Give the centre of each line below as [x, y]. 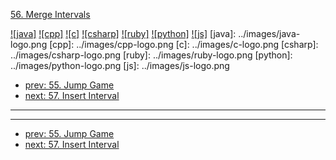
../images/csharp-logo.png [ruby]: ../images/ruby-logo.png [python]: [151, 55]
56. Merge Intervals [50, 14]
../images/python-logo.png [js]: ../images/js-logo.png [120, 65]
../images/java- [269, 33]
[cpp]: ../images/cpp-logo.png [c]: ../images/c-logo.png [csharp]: [184, 44]
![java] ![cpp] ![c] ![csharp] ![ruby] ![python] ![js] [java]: [123, 33]
